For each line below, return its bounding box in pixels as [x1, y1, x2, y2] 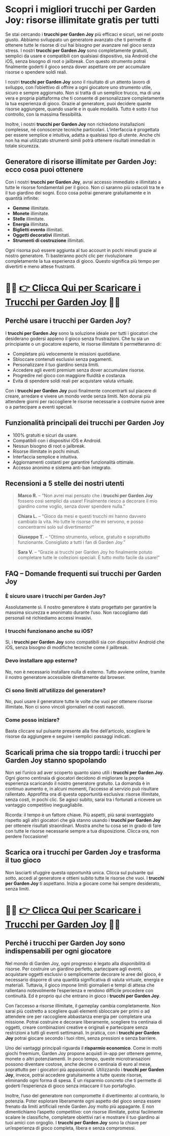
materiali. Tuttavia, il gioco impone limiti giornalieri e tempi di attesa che [5, 982, 155, 988]
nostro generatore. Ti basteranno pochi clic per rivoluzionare [5, 253, 132, 259]
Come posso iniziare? [5, 716, 60, 723]
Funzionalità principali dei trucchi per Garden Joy [5, 418, 165, 427]
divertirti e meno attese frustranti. [5, 263, 76, 269]
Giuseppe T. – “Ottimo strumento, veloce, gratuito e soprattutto [17, 534, 151, 540]
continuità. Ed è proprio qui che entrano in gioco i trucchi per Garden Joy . [5, 993, 161, 999]
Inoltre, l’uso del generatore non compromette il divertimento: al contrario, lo [5, 1092, 165, 1098]
